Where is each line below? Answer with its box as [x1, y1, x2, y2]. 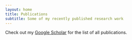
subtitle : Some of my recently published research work [5, 16, 124, 21]
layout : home [5, 7, 32, 12]
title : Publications [5, 12, 48, 17]
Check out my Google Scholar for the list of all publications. [5, 30, 128, 36]
